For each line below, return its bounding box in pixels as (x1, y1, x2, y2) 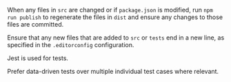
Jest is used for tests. (7, 54, 69, 62)
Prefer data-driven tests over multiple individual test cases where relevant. (7, 68, 219, 75)
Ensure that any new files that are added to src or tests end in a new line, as (7, 33, 225, 42)
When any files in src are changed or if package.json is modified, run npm (7, 6, 214, 14)
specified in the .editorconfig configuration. (7, 41, 134, 49)
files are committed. (7, 20, 64, 28)
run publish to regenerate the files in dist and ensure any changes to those (7, 13, 223, 21)
